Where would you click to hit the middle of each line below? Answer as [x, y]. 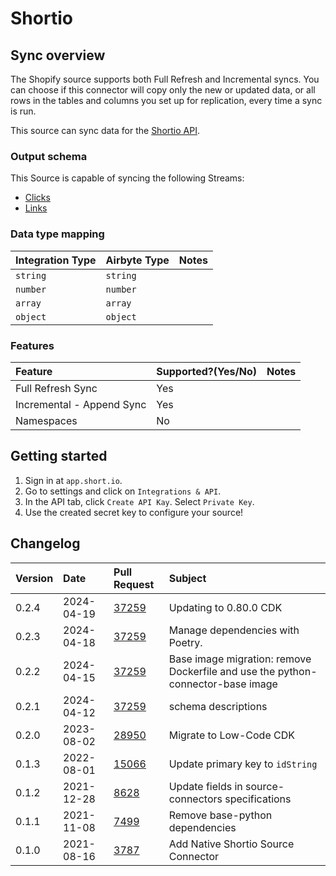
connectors [195, 799]
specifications [258, 799]
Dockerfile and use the [222, 671]
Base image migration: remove [240, 659]
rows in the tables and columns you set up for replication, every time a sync [166, 100]
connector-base [207, 684]
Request [134, 584]
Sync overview [58, 55]
